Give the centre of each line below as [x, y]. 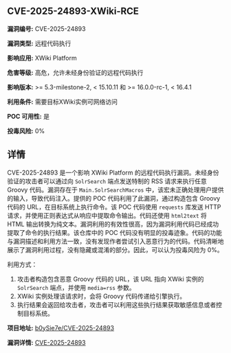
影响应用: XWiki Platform [42, 58]
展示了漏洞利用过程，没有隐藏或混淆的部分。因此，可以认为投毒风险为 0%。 [115, 249]
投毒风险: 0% [26, 130]
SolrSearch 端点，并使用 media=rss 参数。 [76, 287]
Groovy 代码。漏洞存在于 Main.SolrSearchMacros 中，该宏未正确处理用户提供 [115, 190]
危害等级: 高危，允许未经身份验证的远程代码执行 [75, 72]
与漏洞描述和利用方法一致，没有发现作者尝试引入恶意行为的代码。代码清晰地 [115, 241]
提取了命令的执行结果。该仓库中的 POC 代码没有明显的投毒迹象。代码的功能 [114, 232]
